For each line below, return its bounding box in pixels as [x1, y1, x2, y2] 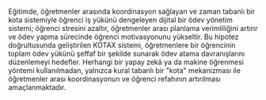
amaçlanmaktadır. [8, 83, 66, 92]
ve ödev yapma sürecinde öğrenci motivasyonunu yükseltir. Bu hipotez [8, 32, 239, 41]
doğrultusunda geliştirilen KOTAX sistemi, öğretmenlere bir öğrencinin [8, 40, 236, 50]
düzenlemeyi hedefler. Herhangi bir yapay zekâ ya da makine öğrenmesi [8, 57, 244, 67]
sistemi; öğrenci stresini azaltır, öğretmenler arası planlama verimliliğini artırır [8, 24, 258, 33]
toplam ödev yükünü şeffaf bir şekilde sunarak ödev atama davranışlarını [8, 49, 245, 58]
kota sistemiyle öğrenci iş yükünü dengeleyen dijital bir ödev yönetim [8, 15, 234, 25]
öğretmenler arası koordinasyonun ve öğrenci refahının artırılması [8, 75, 221, 83]
